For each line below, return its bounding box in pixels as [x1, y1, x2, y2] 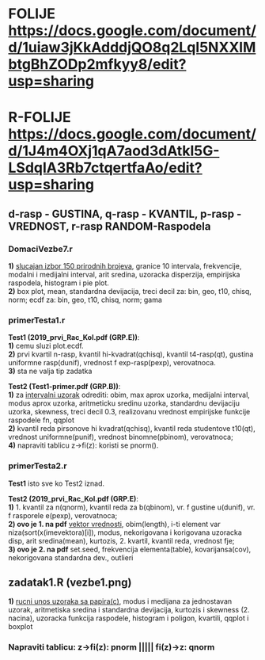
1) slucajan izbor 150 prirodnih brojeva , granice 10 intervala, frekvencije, [8, 261, 242, 271]
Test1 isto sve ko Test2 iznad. [8, 479, 105, 488]
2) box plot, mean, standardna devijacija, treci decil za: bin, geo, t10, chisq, [8, 287, 252, 296]
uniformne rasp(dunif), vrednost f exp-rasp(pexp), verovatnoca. [8, 358, 216, 368]
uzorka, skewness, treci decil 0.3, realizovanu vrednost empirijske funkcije [8, 407, 251, 417]
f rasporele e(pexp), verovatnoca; [8, 510, 118, 520]
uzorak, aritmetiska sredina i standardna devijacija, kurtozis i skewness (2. [8, 605, 251, 615]
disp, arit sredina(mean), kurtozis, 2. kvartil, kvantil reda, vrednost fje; [8, 536, 235, 545]
